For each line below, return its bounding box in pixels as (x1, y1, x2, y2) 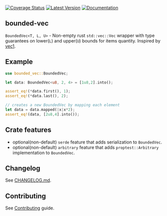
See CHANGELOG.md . (5, 177, 52, 183)
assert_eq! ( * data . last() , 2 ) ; (5, 93, 69, 98)
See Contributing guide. (5, 205, 55, 211)
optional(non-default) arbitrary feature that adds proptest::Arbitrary (12, 144, 159, 150)
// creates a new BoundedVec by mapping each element (5, 102, 120, 107)
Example (5, 57, 33, 66)
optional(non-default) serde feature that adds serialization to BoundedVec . (12, 139, 162, 145)
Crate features (5, 125, 52, 134)
